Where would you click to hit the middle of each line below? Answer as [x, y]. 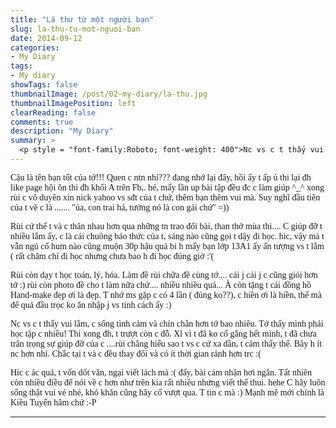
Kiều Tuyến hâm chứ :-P [53, 402]
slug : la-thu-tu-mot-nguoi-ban [75, 29]
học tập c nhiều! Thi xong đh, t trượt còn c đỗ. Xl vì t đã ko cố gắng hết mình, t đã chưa [163, 333]
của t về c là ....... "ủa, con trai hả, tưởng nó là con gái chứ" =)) [120, 207]
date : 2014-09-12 [46, 38]
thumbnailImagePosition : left [73, 103]
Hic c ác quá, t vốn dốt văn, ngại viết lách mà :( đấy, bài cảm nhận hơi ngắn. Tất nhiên [161, 372]
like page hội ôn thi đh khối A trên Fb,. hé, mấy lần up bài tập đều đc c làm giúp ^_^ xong [167, 187]
